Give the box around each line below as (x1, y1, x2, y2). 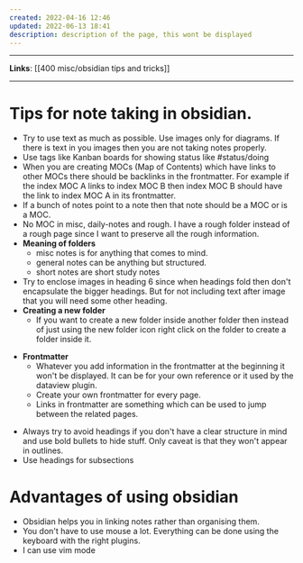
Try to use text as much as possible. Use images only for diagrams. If (22, 132, 280, 144)
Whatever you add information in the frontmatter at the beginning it (35, 361, 286, 372)
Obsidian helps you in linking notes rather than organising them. (22, 516, 260, 527)
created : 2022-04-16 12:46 (9, 13, 111, 23)
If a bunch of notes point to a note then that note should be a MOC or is (22, 200, 289, 211)
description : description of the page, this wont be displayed (9, 30, 252, 39)
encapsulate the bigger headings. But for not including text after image (22, 286, 286, 297)
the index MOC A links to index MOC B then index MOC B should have (22, 181, 283, 192)
